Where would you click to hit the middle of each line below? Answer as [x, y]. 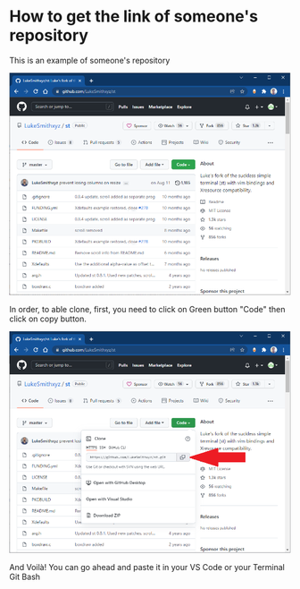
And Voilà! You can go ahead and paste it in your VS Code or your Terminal [147, 568]
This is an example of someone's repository [90, 60]
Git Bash [25, 577]
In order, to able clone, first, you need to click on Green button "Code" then [147, 309]
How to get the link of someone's [134, 17]
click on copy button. [48, 319]
